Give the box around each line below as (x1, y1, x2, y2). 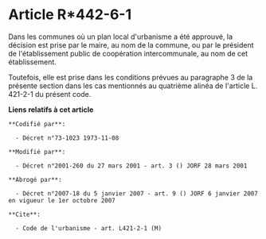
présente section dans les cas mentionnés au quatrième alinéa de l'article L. (8, 81, 258, 91)
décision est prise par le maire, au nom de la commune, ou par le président (8, 40, 254, 49)
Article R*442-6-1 (8, 6, 132, 24)
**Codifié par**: (8, 120, 66, 128)
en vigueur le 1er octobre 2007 (8, 196, 115, 204)
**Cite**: (8, 210, 41, 218)
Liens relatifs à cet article (8, 105, 94, 114)
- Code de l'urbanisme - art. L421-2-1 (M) (15, 224, 162, 232)
